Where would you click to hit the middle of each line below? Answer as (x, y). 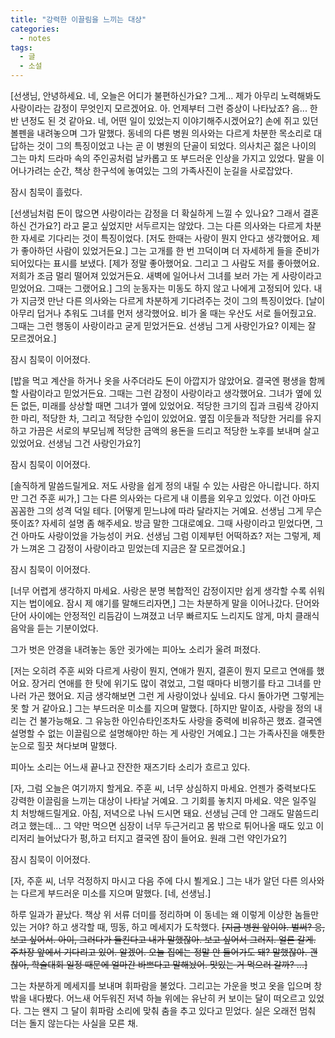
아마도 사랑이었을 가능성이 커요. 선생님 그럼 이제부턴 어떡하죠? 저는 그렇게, (165, 535)
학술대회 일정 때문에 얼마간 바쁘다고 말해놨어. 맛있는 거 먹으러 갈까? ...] (169, 964)
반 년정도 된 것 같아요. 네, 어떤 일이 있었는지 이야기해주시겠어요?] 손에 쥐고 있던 (164, 120)
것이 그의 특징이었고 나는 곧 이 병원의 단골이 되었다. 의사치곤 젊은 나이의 (176, 145)
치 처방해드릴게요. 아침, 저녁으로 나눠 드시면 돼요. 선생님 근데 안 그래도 (147, 813)
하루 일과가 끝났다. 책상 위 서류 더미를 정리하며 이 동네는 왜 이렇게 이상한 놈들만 (165, 914)
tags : (21, 47)
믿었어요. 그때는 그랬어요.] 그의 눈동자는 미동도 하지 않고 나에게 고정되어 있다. (161, 288)
